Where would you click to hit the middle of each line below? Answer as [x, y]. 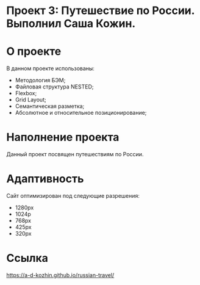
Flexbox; [26, 93]
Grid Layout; [31, 100]
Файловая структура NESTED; [54, 87]
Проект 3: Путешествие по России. [101, 11]
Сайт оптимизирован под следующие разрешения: [73, 196]
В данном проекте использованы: [50, 68]
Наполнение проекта [63, 137]
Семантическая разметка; [50, 106]
